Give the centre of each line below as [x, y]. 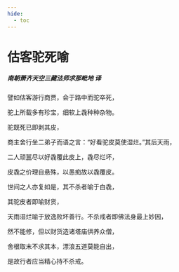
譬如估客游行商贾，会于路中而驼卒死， [62, 97]
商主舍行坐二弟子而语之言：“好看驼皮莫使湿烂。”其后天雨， [92, 142]
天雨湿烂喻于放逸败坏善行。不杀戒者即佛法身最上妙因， [87, 216]
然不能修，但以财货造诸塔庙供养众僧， [62, 231]
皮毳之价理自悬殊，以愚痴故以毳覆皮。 [62, 172]
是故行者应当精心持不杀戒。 [47, 261]
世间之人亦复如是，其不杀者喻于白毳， [62, 186]
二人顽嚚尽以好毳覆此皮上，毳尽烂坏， [62, 157]
